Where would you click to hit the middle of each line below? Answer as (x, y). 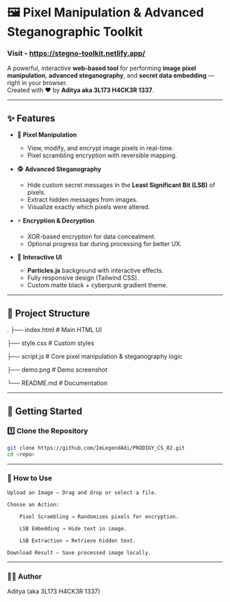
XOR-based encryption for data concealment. (91, 236)
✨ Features (31, 118)
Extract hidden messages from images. (82, 200)
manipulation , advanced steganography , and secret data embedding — (111, 76)
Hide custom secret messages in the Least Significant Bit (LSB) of (121, 185)
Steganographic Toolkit (75, 32)
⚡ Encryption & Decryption (55, 221)
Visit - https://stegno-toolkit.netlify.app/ (76, 54)
